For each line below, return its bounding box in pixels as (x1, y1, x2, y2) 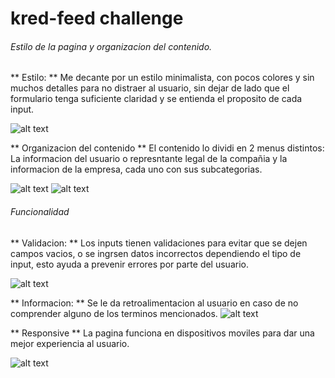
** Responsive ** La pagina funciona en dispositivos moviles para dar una (10, 327, 315, 339)
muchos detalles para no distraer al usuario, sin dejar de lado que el (10, 82, 290, 94)
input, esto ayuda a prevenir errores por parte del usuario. (10, 258, 249, 270)
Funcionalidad (10, 205, 70, 217)
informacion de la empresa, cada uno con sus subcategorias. (10, 163, 263, 176)
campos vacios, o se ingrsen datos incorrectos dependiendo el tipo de (10, 247, 302, 259)
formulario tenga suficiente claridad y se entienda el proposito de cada (10, 93, 303, 105)
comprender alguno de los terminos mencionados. (10, 307, 218, 319)
